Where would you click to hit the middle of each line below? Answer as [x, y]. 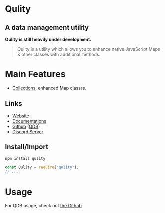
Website [21, 116]
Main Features [35, 74]
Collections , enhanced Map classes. [49, 88]
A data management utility [47, 28]
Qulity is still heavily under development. [48, 39]
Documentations [29, 121]
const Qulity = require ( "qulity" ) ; [42, 167]
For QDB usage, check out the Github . [44, 206]
